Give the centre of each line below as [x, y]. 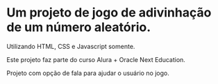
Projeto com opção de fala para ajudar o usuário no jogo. [88, 73]
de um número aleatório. [79, 27]
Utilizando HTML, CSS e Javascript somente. [71, 46]
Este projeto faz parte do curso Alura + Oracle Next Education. [96, 59]
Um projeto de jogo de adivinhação [109, 13]
